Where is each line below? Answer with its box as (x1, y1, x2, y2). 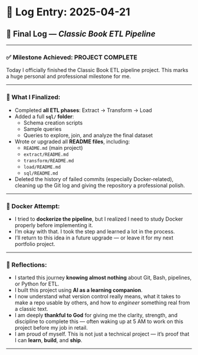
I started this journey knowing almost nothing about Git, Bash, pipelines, (14, 274, 192, 281)
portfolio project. (14, 240, 55, 247)
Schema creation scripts (23, 119, 83, 126)
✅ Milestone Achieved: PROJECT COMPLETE (6, 53, 137, 61)
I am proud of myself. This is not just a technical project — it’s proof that (14, 330, 190, 338)
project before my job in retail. (14, 324, 88, 331)
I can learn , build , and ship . (14, 337, 82, 344)
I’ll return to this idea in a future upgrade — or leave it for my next (14, 234, 174, 241)
